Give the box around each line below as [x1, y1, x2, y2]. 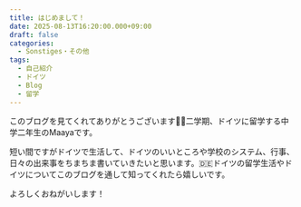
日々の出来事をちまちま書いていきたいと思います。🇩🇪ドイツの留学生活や [9, 157, 285, 168]
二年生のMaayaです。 [16, 126, 98, 137]
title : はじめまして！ [9, 13, 86, 23]
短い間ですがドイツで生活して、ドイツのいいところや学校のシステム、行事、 [9, 146, 295, 157]
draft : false [9, 30, 59, 39]
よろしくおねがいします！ [9, 188, 105, 199]
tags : [9, 55, 30, 64]
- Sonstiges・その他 [17, 47, 90, 56]
